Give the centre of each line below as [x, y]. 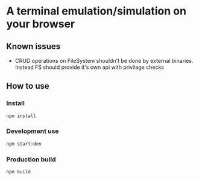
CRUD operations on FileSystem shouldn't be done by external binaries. [104, 61]
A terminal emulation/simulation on [96, 11]
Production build [31, 159]
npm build [19, 172]
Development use [33, 131]
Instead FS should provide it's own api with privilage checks [90, 67]
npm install [21, 116]
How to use [28, 86]
